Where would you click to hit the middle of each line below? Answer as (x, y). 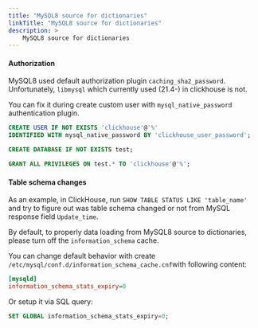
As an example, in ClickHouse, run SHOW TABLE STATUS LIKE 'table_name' (128, 200)
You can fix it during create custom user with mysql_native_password (120, 105)
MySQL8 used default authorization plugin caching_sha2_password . (117, 81)
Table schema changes (47, 182)
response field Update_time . (53, 217)
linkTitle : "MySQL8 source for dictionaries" (85, 23)
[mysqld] (23, 279)
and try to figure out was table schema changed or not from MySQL (119, 209)
